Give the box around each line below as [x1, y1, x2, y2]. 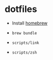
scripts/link [11, 40, 39, 45]
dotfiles [4, 3, 37, 15]
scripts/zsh [11, 50, 37, 55]
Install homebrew [11, 20, 48, 26]
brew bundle [11, 30, 37, 35]
